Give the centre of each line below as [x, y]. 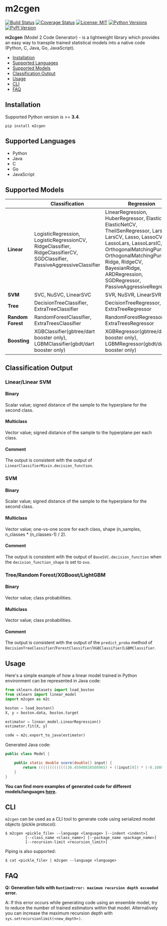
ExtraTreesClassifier [57, 324]
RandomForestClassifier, [63, 317]
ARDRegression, [124, 274]
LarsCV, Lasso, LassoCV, [134, 237]
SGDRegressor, [123, 280]
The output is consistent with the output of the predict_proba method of [79, 643]
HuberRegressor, [125, 218]
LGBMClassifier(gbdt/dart [64, 344]
